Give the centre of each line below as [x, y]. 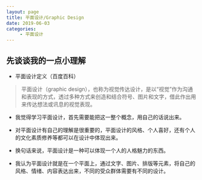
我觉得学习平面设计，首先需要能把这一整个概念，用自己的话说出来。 [100, 117]
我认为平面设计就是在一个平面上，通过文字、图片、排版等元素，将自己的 [105, 163]
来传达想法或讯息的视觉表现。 [58, 104]
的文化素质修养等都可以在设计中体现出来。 [68, 138]
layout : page [23, 12]
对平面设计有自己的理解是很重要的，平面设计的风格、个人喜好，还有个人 [105, 130]
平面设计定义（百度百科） [47, 76]
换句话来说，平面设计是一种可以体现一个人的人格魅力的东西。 [92, 150]
